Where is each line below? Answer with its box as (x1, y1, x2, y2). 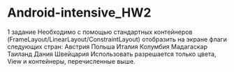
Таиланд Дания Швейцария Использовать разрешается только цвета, (7, 50, 217, 58)
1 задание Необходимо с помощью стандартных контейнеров (7, 28, 193, 36)
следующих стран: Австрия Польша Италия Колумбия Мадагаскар (7, 42, 208, 51)
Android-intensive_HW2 (7, 5, 152, 21)
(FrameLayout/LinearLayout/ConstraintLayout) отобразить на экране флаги (7, 35, 227, 43)
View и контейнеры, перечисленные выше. (7, 57, 136, 65)
